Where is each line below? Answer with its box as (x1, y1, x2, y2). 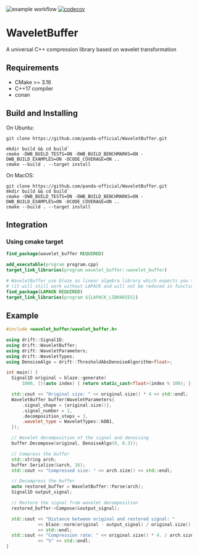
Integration (6, 219, 48, 230)
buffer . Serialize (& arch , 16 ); (11, 462, 85, 468)
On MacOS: (6, 171, 34, 178)
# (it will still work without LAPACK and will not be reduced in (6, 283, 173, 289)
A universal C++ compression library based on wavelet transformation (6, 46, 177, 53)
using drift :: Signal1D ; (6, 337, 65, 343)
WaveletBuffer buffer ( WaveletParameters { (11, 397, 115, 403)
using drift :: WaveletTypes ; (6, 353, 75, 359)
